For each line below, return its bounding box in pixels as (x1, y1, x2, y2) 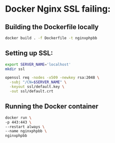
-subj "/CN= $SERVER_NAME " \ (9, 80, 67, 85)
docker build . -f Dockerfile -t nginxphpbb (5, 36, 97, 40)
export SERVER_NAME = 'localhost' (5, 62, 71, 67)
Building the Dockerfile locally (5, 23, 99, 31)
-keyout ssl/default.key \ (9, 84, 65, 89)
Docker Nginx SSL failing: (5, 3, 111, 15)
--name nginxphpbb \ (5, 129, 47, 134)
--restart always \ (5, 124, 45, 129)
